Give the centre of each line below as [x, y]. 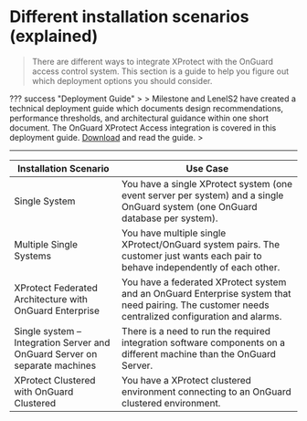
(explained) [54, 36]
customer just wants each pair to [192, 256]
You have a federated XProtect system [204, 282]
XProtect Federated [56, 288]
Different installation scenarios [129, 17]
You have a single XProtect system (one [207, 184]
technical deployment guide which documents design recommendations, [147, 108]
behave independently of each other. [201, 267]
